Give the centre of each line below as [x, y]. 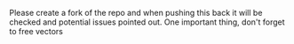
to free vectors [36, 31]
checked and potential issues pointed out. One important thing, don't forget [147, 22]
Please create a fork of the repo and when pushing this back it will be [136, 13]
